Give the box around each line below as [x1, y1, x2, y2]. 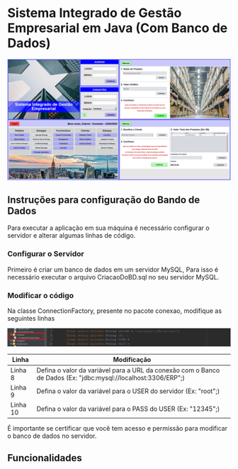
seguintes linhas [7, 314, 55, 323]
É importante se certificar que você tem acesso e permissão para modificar [7, 424, 228, 432]
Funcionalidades [7, 452, 83, 464]
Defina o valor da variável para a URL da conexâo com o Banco [36, 365, 220, 374]
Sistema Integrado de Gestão [7, 5, 182, 21]
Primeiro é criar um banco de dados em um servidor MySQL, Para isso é [7, 265, 218, 274]
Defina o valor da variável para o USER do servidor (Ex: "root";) [36, 387, 220, 395]
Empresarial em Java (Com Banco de [7, 20, 228, 36]
